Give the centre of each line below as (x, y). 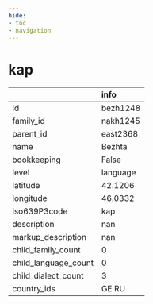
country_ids (34, 289)
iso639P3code (40, 211)
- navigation (30, 30)
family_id (29, 121)
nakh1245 (121, 121)
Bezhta (115, 147)
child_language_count (53, 263)
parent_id (30, 134)
